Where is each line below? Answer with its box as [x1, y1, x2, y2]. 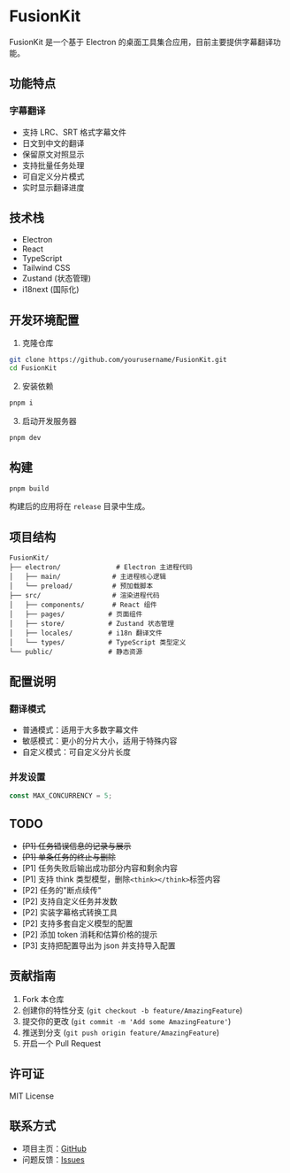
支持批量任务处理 [21, 159, 85, 170]
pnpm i [9, 398, 34, 407]
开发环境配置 [9, 313, 80, 328]
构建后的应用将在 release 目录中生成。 [9, 501, 150, 512]
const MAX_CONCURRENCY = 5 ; [9, 791, 113, 800]
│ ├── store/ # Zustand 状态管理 [9, 620, 175, 629]
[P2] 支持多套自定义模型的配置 [21, 918, 134, 929]
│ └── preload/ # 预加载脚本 [9, 582, 153, 590]
